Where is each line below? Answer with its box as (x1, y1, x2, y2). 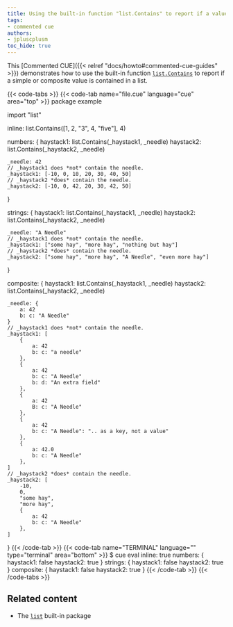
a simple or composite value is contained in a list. (7, 76, 148, 84)
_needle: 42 (7, 158, 42, 165)
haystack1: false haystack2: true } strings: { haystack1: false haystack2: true (7, 558, 224, 567)
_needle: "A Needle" (7, 229, 67, 236)
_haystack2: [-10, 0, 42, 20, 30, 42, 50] (7, 183, 132, 190)
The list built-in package (17, 611, 92, 619)
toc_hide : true (7, 42, 51, 49)
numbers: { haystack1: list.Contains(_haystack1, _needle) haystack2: (7, 138, 202, 146)
